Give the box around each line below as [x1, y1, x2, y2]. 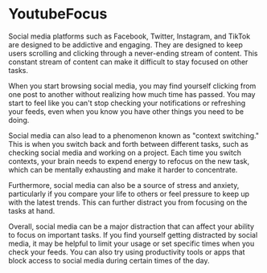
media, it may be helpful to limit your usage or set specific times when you [8, 238, 255, 248]
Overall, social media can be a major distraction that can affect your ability [8, 222, 255, 231]
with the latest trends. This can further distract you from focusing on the [8, 198, 248, 207]
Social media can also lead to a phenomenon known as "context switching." [8, 130, 260, 141]
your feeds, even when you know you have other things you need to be [8, 106, 244, 116]
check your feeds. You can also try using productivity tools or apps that [8, 247, 245, 257]
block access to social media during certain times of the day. [8, 255, 210, 265]
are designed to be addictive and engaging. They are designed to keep [8, 39, 243, 49]
